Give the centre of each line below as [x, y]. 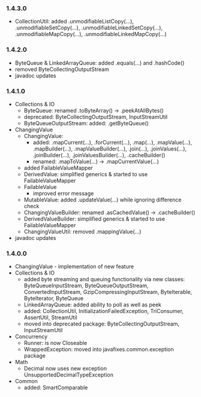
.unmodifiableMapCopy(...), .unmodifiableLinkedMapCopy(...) [91, 34]
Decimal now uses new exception [65, 369]
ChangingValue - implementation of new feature [74, 267]
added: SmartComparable [56, 387]
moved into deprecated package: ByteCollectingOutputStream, [102, 324]
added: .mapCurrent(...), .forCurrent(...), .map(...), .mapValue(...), [112, 142]
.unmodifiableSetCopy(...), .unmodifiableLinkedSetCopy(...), [89, 28]
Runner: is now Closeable [55, 343]
